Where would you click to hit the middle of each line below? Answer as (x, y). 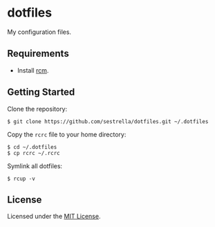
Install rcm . (33, 70)
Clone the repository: (37, 109)
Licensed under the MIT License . (54, 217)
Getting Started (41, 92)
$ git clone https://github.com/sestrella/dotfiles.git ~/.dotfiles (108, 121)
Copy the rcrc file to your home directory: (67, 134)
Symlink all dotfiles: (35, 166)
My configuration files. (39, 32)
